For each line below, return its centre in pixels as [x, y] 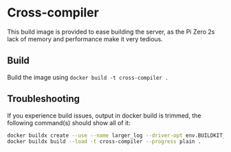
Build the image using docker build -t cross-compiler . [88, 77]
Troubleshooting [44, 99]
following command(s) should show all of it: [69, 122]
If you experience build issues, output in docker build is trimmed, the [104, 116]
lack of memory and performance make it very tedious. [85, 39]
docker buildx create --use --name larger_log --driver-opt [95, 135]
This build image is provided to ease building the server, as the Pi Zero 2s [111, 32]
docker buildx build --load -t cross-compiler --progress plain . [104, 142]
